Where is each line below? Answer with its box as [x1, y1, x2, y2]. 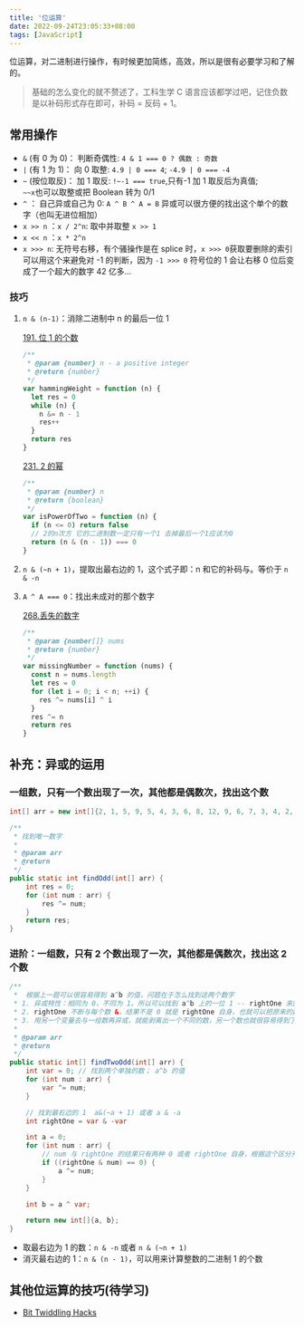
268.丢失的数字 [22, 610, 80, 620]
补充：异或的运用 [9, 756, 105, 772]
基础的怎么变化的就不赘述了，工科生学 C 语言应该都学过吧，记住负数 [31, 87, 288, 98]
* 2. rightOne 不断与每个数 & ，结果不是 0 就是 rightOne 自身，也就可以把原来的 [13, 1007, 293, 1017]
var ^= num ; [42, 1083, 88, 1092]
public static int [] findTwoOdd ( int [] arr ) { [9, 1058, 184, 1067]
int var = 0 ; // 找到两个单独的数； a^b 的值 [25, 1066, 185, 1076]
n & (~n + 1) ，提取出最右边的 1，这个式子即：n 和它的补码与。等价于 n [22, 563, 289, 574]
